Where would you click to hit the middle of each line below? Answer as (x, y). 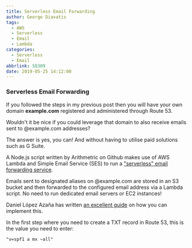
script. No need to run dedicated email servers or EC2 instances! (84, 193)
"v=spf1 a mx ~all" (30, 239)
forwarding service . (30, 170)
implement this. (25, 211)
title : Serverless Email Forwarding (50, 11)
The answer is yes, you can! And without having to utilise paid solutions (92, 139)
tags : (13, 22)
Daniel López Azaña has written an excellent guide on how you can (87, 205)
